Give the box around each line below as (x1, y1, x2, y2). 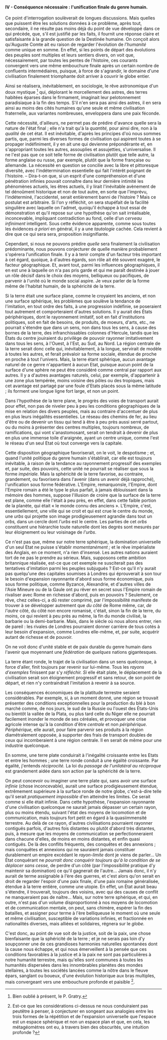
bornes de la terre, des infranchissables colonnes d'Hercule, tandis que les (5, 329, 159, 336)
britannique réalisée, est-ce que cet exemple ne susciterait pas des (5, 560, 143, 566)
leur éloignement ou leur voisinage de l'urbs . (5, 529, 97, 535)
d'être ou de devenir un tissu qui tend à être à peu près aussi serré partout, (5, 419, 159, 425)
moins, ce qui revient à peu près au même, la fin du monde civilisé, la (5, 613, 147, 619)
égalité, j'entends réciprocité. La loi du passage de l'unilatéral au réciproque (5, 762, 162, 768)
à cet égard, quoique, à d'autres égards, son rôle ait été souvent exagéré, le (5, 257, 161, 263)
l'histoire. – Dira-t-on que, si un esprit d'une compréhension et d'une (5, 172, 146, 179)
